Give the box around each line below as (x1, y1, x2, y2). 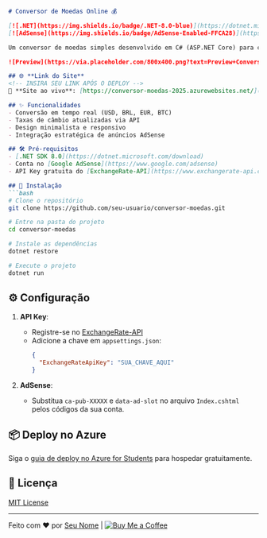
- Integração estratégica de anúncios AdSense (8, 131, 165, 139)
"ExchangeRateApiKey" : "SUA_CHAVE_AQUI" (38, 358, 175, 367)
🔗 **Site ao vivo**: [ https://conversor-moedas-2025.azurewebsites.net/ (8, 87, 254, 95)
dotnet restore (8, 247, 59, 255)
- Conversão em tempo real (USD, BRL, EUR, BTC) (8, 108, 172, 117)
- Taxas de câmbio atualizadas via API (8, 116, 141, 124)
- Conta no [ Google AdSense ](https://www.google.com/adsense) (8, 160, 219, 168)
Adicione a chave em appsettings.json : (31, 336, 161, 346)
